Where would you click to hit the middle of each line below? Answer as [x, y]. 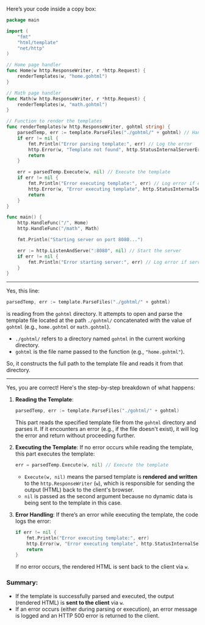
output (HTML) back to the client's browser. [79, 490]
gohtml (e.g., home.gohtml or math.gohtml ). [59, 327]
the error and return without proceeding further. [75, 435]
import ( [17, 31]
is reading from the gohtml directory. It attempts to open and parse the [95, 314]
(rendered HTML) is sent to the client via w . [70, 602]
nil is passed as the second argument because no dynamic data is [109, 496]
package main [23, 20]
